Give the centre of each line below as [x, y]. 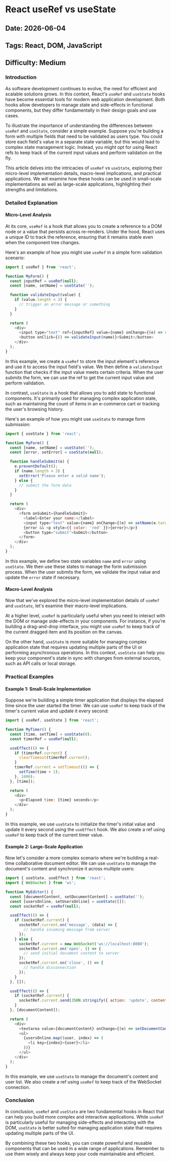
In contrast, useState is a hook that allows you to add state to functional [80, 393]
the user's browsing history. [35, 409]
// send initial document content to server [72, 953]
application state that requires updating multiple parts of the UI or [74, 647]
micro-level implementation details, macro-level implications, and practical [83, 173]
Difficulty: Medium [36, 63]
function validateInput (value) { [45, 295]
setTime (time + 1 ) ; [39, 772]
